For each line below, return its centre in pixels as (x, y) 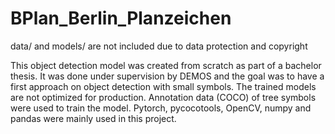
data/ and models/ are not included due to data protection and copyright (159, 46)
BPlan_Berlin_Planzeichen (121, 18)
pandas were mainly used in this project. (93, 118)
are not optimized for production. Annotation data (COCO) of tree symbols (163, 97)
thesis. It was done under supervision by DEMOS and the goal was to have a (167, 76)
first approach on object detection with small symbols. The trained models (163, 86)
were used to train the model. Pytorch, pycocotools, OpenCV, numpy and (161, 108)
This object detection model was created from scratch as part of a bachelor (166, 65)
